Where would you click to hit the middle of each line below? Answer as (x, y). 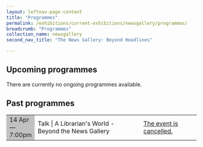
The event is (160, 123)
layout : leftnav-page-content (44, 12)
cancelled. (158, 131)
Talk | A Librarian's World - (76, 123)
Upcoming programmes (52, 70)
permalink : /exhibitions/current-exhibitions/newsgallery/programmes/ (97, 23)
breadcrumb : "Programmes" (39, 29)
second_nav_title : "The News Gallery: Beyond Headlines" (79, 40)
